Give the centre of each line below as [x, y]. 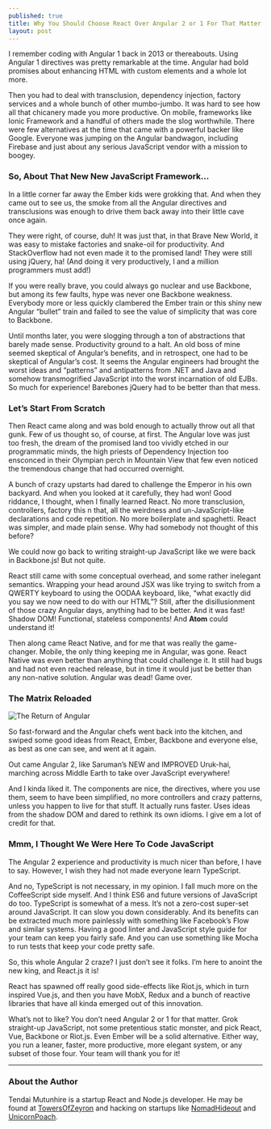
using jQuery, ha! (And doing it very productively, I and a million [114, 261]
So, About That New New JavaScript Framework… [109, 176]
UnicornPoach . [33, 1116]
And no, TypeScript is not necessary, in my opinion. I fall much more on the [133, 886]
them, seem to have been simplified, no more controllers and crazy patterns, [135, 797]
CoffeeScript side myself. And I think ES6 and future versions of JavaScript [133, 894]
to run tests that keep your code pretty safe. [81, 946]
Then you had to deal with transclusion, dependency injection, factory [125, 95]
